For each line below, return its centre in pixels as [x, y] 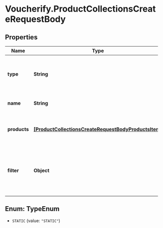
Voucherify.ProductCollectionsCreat [81, 9]
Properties [21, 37]
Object [41, 171]
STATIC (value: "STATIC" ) [36, 220]
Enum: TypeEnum [32, 209]
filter [13, 171]
